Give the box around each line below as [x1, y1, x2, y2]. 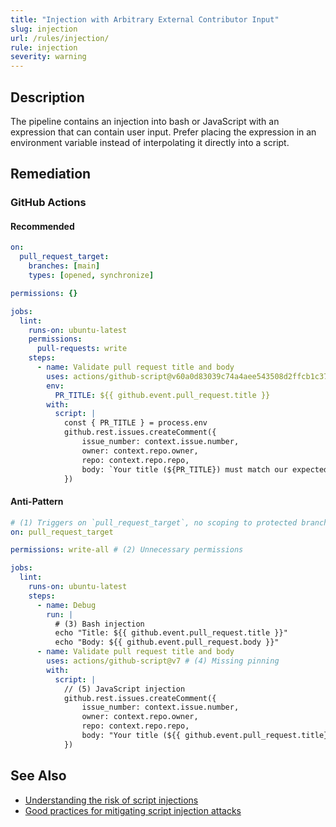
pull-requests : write [36, 344, 128, 354]
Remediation [10, 166, 92, 183]
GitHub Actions [10, 196, 87, 210]
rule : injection [10, 42, 78, 53]
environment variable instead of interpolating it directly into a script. [10, 136, 290, 148]
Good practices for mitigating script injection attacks [24, 804, 242, 816]
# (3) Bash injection [54, 619, 145, 629]
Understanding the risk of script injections [24, 794, 199, 806]
